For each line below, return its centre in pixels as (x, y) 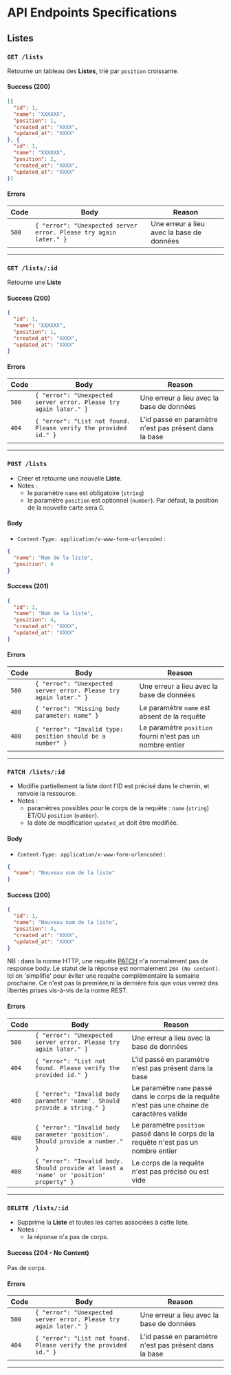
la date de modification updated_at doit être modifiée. (103, 823)
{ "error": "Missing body (78, 709)
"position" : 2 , (35, 159)
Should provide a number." (79, 1141)
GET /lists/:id (33, 268)
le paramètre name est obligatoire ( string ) (86, 493)
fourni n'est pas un (169, 736)
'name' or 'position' (70, 1175)
